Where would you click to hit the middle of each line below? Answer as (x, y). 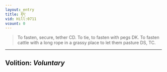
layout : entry (20, 10)
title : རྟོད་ (16, 14)
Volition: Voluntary (35, 63)
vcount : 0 (15, 23)
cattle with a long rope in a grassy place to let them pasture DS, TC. (86, 43)
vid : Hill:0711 (21, 19)
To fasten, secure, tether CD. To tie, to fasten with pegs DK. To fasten (88, 37)
